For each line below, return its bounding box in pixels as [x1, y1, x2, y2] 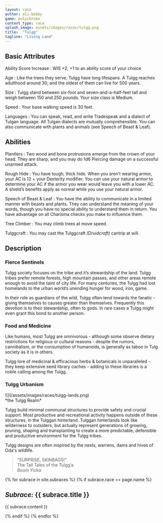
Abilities [5, 138, 31, 146]
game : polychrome [5, 16, 40, 21]
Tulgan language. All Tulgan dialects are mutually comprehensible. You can [5, 118, 156, 124]
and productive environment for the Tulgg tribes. [5, 432, 103, 439]
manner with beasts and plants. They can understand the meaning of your [5, 201, 154, 207]
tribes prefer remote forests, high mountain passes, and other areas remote [5, 275, 157, 281]
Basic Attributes [5, 52, 55, 61]
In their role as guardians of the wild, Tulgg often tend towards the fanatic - [5, 295, 156, 301]
